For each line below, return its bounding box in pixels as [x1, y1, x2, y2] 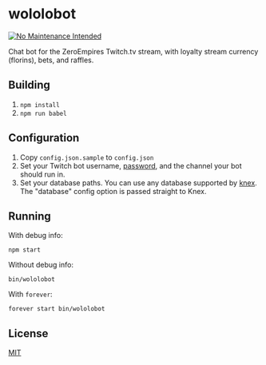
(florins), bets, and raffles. [8, 55, 94, 65]
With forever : [8, 289, 54, 300]
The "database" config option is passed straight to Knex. [19, 186, 207, 196]
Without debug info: [8, 260, 74, 270]
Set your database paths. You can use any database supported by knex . [19, 177, 257, 188]
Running [8, 209, 52, 223]
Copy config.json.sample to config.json [19, 153, 154, 162]
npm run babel [19, 109, 67, 117]
